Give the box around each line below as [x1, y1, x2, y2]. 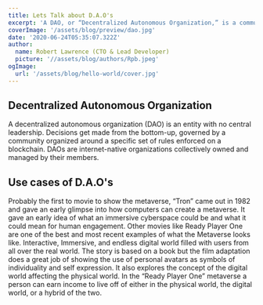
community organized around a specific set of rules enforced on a [8, 136, 222, 146]
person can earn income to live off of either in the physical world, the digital [8, 280, 253, 289]
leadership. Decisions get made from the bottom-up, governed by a [8, 128, 226, 137]
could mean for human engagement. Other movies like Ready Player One [8, 221, 243, 231]
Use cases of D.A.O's [8, 176, 113, 189]
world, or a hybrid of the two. [8, 288, 103, 298]
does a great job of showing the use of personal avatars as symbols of [8, 255, 236, 264]
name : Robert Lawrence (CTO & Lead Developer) [15, 48, 170, 56]
